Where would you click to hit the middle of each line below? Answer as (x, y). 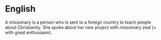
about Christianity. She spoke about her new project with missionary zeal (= (81, 27)
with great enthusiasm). (29, 32)
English (20, 9)
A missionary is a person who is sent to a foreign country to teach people (78, 22)
